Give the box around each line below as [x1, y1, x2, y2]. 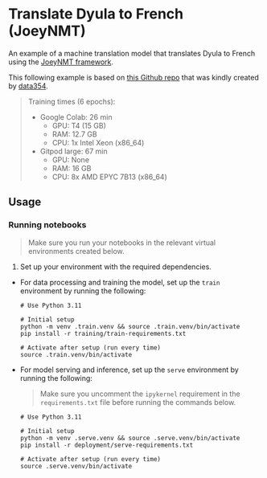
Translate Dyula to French [8, 5, 184, 23]
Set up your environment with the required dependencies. [19, 262, 212, 272]
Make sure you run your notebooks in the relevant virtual [27, 238, 216, 247]
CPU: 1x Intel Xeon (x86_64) [51, 137, 145, 147]
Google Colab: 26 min [39, 112, 113, 121]
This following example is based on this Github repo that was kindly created [8, 72, 260, 82]
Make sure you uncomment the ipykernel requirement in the [39, 389, 240, 398]
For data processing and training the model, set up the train [19, 277, 220, 287]
